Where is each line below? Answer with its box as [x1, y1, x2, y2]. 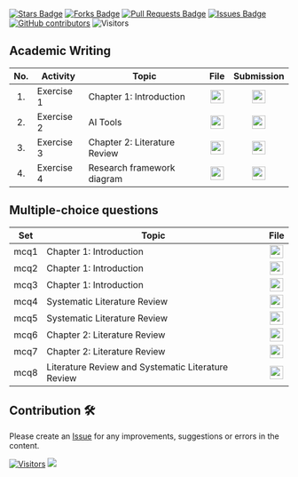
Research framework [88, 161, 176, 173]
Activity [41, 69, 75, 82]
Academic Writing [9, 44, 112, 59]
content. [9, 441, 40, 451]
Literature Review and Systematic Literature [46, 361, 229, 373]
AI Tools [88, 115, 122, 128]
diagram [88, 172, 123, 185]
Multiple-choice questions [9, 203, 159, 218]
